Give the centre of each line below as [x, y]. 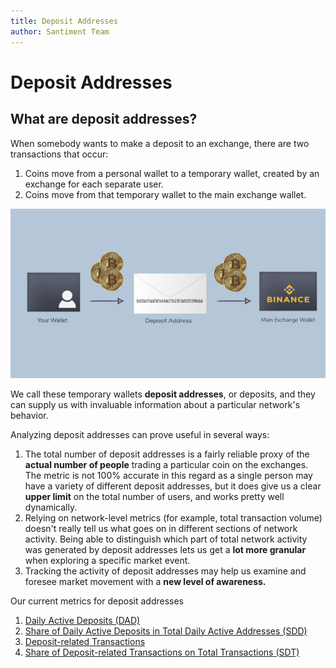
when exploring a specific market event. [107, 560]
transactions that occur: [59, 154]
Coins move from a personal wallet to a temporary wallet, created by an [172, 173]
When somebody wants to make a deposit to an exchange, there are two [160, 143]
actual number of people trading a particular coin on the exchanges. [166, 464]
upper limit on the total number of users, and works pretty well [154, 496]
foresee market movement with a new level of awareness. [145, 581]
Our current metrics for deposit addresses [97, 601]
